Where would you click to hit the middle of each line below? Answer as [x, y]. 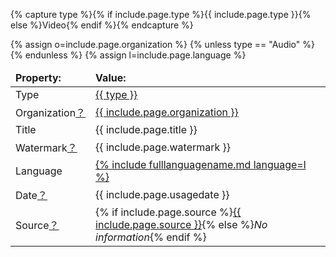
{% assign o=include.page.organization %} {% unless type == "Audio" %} [162, 44]
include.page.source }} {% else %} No [181, 224]
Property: [38, 77]
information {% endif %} [151, 237]
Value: [111, 77]
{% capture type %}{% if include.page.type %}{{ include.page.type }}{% [161, 14]
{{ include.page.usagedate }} [162, 194]
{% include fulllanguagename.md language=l [201, 164]
